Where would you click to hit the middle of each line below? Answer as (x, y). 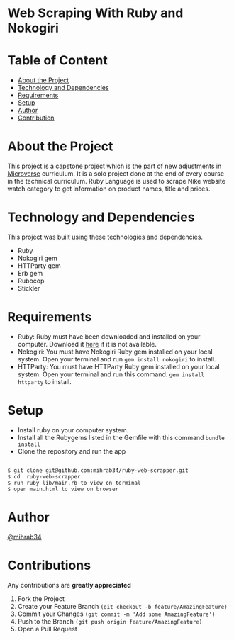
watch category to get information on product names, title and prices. (109, 189)
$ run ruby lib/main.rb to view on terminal (74, 483)
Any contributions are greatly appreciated (69, 585)
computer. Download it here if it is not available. (87, 344)
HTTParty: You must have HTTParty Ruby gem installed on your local (118, 366)
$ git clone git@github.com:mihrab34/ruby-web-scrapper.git (98, 470)
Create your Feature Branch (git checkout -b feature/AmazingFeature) (123, 606)
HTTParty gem (39, 266)
